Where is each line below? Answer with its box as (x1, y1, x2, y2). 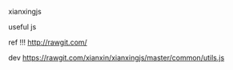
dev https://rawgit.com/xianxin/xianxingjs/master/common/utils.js (8, 53, 225, 62)
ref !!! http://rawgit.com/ (8, 37, 88, 47)
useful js (8, 22, 37, 31)
